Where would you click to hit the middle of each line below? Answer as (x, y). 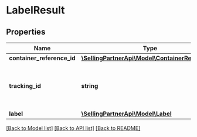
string (90, 86)
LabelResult (36, 10)
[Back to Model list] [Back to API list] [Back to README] (73, 128)
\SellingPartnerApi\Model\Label (126, 114)
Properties (26, 32)
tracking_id (25, 86)
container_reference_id (42, 58)
